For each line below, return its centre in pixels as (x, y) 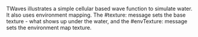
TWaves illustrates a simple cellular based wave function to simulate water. (99, 9)
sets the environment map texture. (49, 27)
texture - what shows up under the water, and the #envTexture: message (97, 21)
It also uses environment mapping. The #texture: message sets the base (96, 15)
